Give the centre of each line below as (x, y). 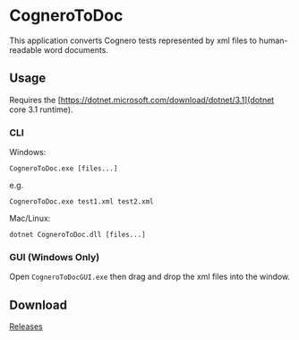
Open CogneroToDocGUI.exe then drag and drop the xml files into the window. (150, 277)
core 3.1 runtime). (41, 109)
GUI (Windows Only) (55, 257)
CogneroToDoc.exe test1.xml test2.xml (81, 202)
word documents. (76, 49)
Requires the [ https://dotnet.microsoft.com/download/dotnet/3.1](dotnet (142, 100)
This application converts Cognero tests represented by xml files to (133, 40)
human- (273, 40)
